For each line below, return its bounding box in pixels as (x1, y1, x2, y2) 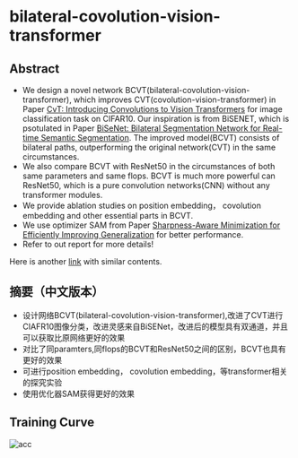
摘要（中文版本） (9, 284, 104, 299)
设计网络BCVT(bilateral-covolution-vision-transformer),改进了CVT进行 (22, 309, 284, 320)
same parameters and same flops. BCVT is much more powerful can (22, 170, 276, 181)
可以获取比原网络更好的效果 (22, 332, 126, 342)
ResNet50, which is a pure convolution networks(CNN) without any (22, 180, 271, 190)
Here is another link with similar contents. (9, 256, 162, 266)
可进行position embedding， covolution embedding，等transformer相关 (22, 366, 288, 376)
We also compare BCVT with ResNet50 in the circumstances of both (22, 161, 276, 171)
